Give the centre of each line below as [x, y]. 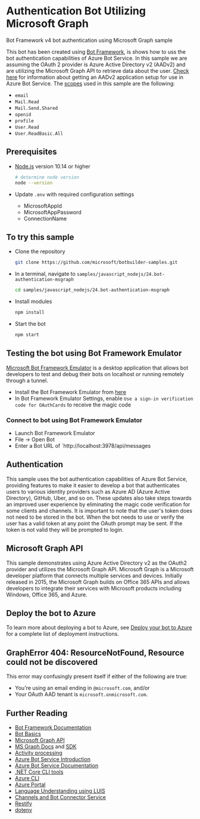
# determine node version [47, 177]
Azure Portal [30, 784]
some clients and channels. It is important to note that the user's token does [99, 510]
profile [24, 121]
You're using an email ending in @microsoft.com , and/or [82, 688]
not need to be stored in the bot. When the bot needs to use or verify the [95, 517]
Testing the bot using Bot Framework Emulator [94, 353]
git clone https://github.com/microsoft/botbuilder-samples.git [96, 263]
